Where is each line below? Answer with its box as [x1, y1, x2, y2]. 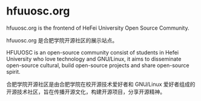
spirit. [6, 68, 21, 75]
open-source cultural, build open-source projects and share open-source [6, 62, 189, 69]
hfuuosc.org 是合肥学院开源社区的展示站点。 [6, 36, 118, 44]
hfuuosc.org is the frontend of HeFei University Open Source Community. [6, 24, 189, 31]
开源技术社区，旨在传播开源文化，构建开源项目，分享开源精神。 [6, 88, 165, 95]
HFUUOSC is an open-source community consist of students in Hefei [6, 48, 179, 56]
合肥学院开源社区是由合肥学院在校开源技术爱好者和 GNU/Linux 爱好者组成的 [6, 80, 196, 88]
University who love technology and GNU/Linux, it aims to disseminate [6, 55, 182, 62]
